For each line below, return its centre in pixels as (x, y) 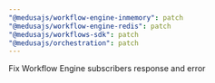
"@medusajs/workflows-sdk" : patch (74, 34)
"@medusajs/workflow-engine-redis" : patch (90, 26)
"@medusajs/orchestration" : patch (74, 43)
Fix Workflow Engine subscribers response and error (107, 69)
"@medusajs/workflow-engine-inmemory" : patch (96, 18)
